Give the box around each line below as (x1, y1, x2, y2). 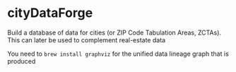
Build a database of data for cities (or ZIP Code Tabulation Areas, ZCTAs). (7, 28, 221, 37)
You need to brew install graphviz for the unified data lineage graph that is (7, 49, 230, 58)
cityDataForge (7, 5, 93, 21)
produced (7, 56, 36, 65)
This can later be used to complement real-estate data (7, 35, 166, 44)
